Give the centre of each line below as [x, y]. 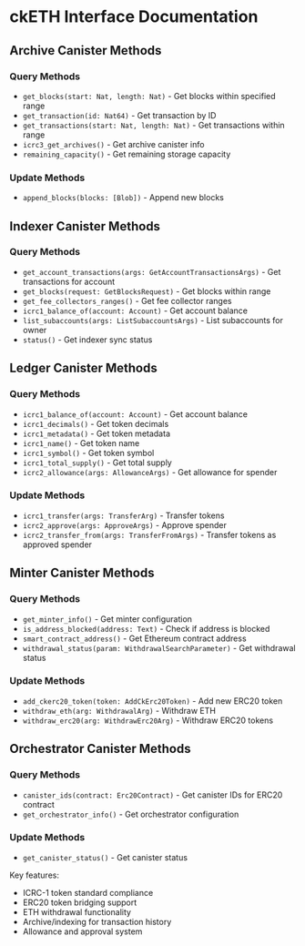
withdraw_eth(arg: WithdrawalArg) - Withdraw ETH [119, 710]
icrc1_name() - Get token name [81, 442]
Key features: [34, 875]
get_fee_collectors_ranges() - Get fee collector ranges [127, 300]
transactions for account [69, 281]
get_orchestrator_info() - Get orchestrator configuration [131, 814]
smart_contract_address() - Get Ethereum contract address [135, 638]
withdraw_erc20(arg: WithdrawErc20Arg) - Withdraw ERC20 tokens [148, 720]
